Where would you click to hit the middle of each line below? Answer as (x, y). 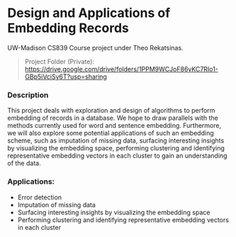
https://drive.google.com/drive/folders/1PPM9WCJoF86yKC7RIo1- (121, 69)
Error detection (40, 197)
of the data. (24, 163)
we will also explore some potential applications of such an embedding (111, 133)
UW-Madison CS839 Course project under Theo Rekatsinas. (95, 48)
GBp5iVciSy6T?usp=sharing (66, 77)
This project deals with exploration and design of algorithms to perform (111, 111)
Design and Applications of (89, 13)
